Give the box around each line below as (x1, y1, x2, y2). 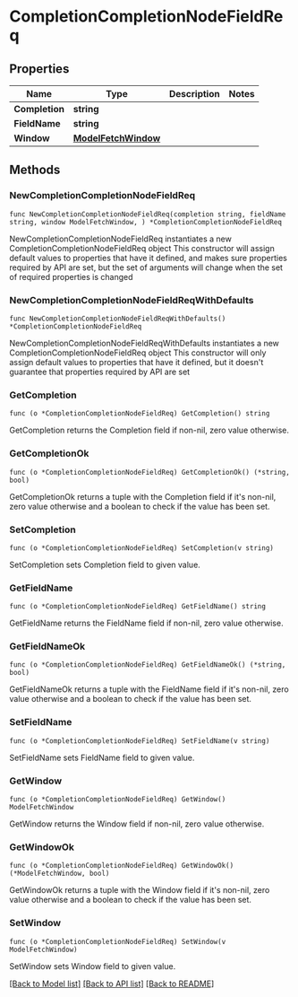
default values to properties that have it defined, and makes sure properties (9, 252, 288, 263)
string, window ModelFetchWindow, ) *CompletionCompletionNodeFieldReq (9, 217, 282, 226)
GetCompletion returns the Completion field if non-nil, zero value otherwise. (9, 424, 289, 436)
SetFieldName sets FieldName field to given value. (9, 752, 195, 763)
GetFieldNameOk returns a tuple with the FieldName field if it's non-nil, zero (9, 684, 289, 695)
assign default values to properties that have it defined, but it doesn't (9, 356, 264, 367)
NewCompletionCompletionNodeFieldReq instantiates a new (9, 233, 233, 244)
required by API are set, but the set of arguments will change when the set (9, 262, 284, 273)
